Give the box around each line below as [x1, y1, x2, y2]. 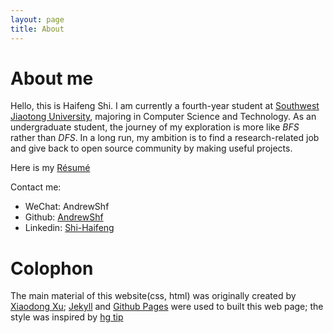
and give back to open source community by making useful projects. [10, 142, 293, 155]
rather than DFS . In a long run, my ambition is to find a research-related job [10, 132, 320, 144]
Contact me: [10, 181, 62, 193]
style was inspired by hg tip [10, 311, 124, 323]
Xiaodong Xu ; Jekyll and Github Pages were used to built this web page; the [10, 301, 324, 313]
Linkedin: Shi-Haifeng [24, 222, 115, 234]
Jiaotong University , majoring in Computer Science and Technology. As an [10, 111, 317, 123]
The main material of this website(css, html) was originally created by [10, 290, 297, 302]
